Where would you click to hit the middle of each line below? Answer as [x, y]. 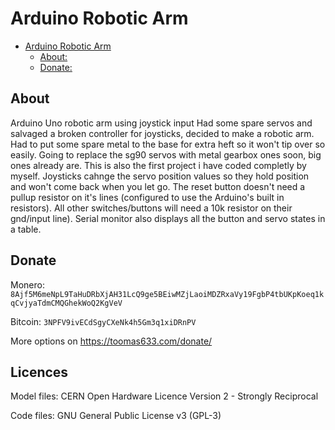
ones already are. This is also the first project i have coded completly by [158, 165]
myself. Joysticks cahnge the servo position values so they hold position [160, 176]
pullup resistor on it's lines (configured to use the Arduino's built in [147, 197]
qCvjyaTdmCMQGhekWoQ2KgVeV [66, 303]
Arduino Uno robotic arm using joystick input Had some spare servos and [161, 123]
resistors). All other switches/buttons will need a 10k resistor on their [151, 208]
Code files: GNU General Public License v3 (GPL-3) [116, 416]
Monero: [27, 284]
